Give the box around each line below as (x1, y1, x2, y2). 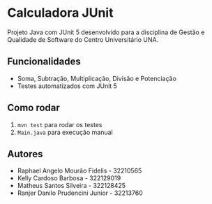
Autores (7, 148, 43, 160)
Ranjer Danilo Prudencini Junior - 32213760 (17, 189, 143, 197)
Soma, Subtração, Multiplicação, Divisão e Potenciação (17, 74, 176, 82)
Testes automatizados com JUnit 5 (17, 82, 117, 90)
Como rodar (7, 102, 61, 114)
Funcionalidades (7, 56, 82, 68)
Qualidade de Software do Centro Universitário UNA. (7, 35, 159, 43)
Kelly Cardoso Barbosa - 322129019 (17, 174, 121, 182)
